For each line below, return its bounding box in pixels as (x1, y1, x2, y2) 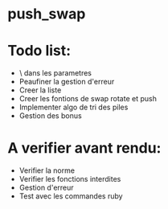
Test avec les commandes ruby (18, 191, 123, 201)
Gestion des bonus (18, 111, 82, 121)
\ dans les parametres (18, 68, 92, 78)
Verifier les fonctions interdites (18, 174, 121, 184)
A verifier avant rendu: (7, 139, 162, 158)
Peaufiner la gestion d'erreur (18, 77, 115, 87)
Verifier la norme (18, 166, 76, 175)
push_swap (7, 5, 86, 23)
